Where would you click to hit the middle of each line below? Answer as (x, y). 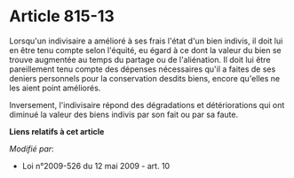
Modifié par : (32, 149)
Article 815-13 (62, 16)
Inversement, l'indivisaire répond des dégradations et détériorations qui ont (147, 104)
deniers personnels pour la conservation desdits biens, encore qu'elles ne (145, 78)
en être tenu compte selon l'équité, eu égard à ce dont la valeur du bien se (145, 50)
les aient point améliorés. (55, 88)
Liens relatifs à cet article (57, 131)
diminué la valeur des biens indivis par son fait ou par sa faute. (123, 114)
